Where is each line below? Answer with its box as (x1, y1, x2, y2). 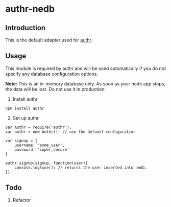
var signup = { (5, 138, 38, 143)
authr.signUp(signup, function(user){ (5, 160, 88, 166)
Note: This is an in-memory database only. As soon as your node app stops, (5, 80, 166, 87)
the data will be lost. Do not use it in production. (5, 86, 106, 92)
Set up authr (12, 114, 39, 121)
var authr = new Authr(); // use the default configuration (5, 129, 136, 134)
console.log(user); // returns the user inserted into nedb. (14, 165, 147, 170)
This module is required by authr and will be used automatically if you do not (5, 65, 166, 72)
